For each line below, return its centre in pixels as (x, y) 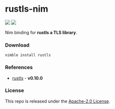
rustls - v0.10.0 (27, 78)
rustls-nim (27, 9)
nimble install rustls (28, 55)
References (19, 68)
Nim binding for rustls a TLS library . (41, 32)
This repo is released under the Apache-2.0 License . (58, 101)
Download (17, 45)
